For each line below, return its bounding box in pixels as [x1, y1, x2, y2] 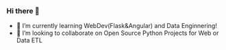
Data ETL [16, 36, 42, 45]
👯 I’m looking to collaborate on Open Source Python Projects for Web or [16, 29, 219, 37]
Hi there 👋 [6, 6, 40, 16]
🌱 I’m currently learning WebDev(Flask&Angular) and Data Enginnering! [16, 22, 217, 30]
